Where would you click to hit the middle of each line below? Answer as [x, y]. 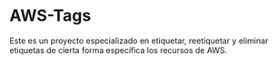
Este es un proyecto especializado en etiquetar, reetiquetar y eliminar [139, 41]
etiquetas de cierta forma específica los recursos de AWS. [119, 50]
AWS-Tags [50, 16]
